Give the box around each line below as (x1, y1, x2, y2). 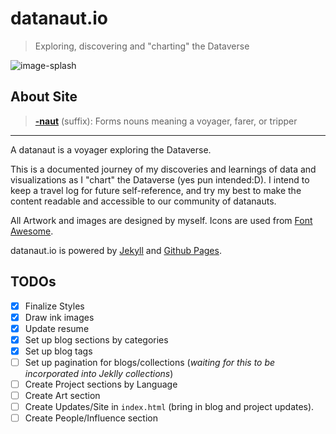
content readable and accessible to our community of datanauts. (10, 195, 277, 207)
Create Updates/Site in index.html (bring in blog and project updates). (24, 401, 315, 413)
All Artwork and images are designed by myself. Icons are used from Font (10, 214, 313, 226)
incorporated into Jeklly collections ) (24, 367, 174, 379)
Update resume (24, 322, 90, 334)
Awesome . (10, 225, 54, 237)
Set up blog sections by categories (24, 333, 169, 346)
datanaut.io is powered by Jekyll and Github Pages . (10, 244, 222, 256)
